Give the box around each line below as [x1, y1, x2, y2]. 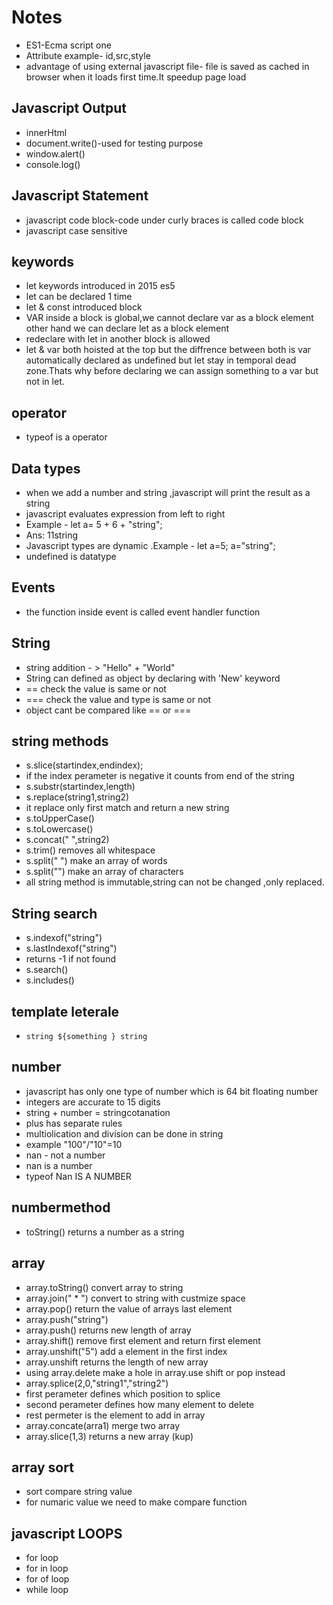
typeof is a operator [25, 431, 108, 443]
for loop [25, 1552, 59, 1564]
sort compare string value [25, 1486, 133, 1498]
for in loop [25, 1562, 69, 1575]
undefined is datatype [25, 551, 117, 562]
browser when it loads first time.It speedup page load [25, 71, 247, 83]
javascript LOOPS [11, 1525, 123, 1542]
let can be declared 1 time [25, 291, 133, 303]
